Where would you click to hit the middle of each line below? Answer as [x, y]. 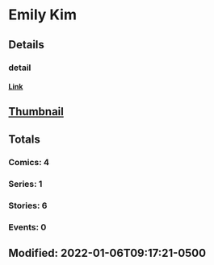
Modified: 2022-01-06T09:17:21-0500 [107, 253]
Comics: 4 [29, 162]
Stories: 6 [28, 205]
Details [26, 45]
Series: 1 [25, 184]
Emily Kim [42, 15]
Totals [24, 139]
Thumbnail [36, 112]
